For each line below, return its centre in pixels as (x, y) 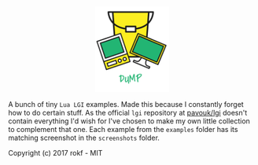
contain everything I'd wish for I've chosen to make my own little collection (129, 121)
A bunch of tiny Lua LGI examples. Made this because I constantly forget (126, 104)
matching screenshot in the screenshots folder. (84, 137)
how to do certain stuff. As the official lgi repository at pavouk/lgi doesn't (128, 112)
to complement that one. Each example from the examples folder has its (123, 129)
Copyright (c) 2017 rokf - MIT (55, 152)
